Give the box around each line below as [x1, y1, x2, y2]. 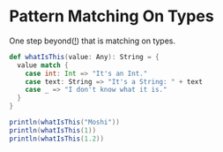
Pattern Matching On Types [9, 6, 214, 27]
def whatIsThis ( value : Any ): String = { [9, 52, 160, 61]
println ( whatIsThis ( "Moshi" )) [9, 118, 121, 127]
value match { [17, 60, 69, 70]
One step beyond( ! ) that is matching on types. [9, 35, 176, 46]
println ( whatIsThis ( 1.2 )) [9, 134, 104, 143]
